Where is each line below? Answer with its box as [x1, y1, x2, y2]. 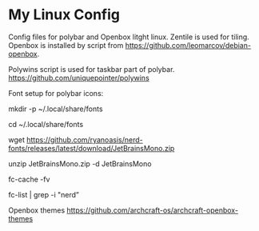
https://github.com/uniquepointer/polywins [8, 73, 149, 82]
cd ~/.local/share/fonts [8, 119, 84, 129]
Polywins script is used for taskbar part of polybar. [8, 64, 175, 74]
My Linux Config [8, 6, 120, 24]
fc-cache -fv [8, 174, 50, 184]
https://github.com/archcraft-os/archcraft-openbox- [66, 205, 238, 215]
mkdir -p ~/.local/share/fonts [8, 104, 103, 114]
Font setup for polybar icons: [8, 88, 104, 98]
